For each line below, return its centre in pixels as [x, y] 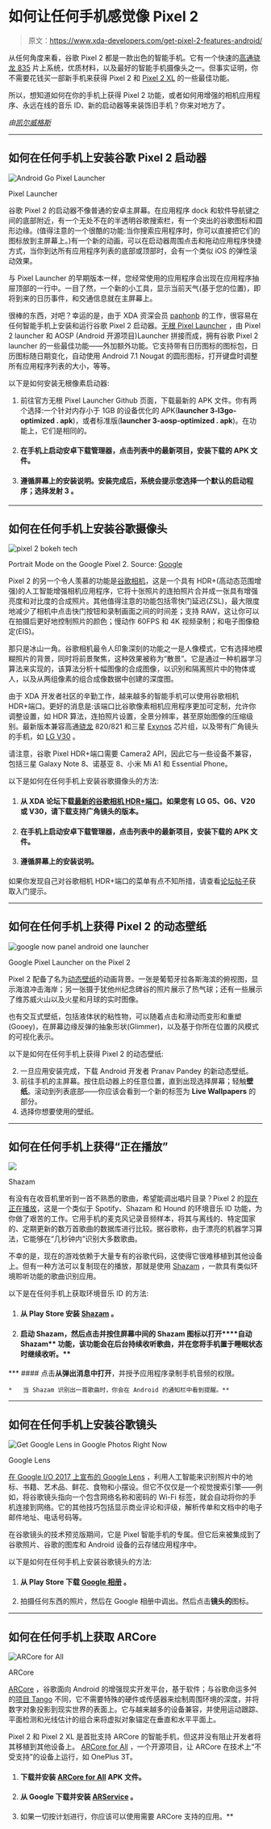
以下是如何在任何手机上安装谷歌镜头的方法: [80, 1561]
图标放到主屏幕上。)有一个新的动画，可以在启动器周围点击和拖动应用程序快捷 [135, 240]
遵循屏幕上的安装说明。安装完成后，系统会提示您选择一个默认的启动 [133, 480]
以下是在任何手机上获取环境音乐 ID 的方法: [79, 1294]
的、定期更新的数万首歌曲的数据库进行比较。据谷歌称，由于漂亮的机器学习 [132, 1229]
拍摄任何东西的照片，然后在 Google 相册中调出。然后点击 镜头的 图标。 [137, 1601]
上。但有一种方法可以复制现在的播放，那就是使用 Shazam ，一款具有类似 [130, 1266]
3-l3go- [223, 410]
